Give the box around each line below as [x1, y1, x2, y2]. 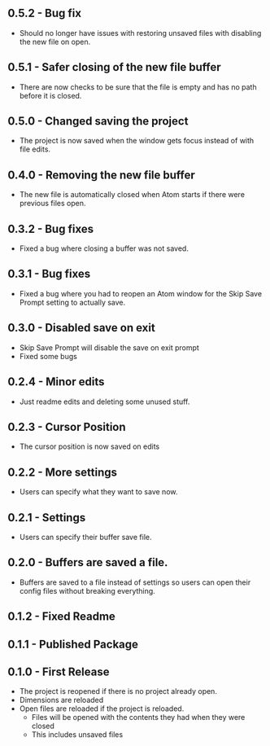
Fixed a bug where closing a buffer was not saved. [19, 244, 189, 253]
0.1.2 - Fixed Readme [7, 610, 115, 624]
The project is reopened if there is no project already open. [19, 687, 217, 696]
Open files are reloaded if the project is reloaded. [19, 704, 185, 713]
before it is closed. [19, 90, 82, 100]
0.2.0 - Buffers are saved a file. [7, 555, 168, 569]
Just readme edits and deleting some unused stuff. [19, 397, 190, 406]
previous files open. [19, 199, 86, 208]
